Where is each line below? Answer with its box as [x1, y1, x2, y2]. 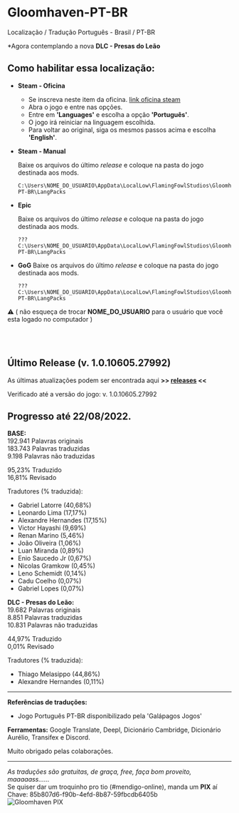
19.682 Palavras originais [7, 605, 80, 614]
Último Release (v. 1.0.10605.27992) [7, 357, 171, 369]
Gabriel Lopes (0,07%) [17, 584, 84, 593]
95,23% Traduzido [7, 466, 62, 474]
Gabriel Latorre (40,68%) [17, 501, 92, 510]
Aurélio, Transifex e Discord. [7, 733, 90, 742]
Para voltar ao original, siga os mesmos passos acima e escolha [28, 126, 216, 134]
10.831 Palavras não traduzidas [7, 621, 98, 630]
